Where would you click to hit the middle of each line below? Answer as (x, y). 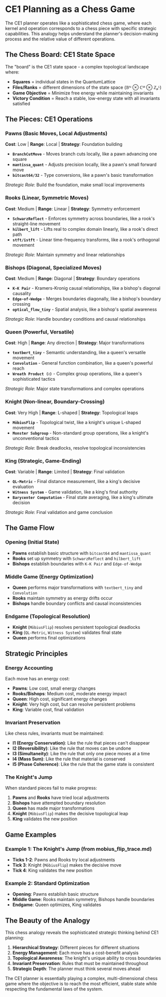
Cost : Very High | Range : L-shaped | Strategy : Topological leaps (72, 413)
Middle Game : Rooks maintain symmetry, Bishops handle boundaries (83, 900)
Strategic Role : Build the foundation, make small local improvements (75, 185)
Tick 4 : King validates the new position (52, 871)
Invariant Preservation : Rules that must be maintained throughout (80, 964)
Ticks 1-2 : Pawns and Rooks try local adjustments (64, 860)
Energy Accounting (29, 668)
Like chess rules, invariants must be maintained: (55, 733)
